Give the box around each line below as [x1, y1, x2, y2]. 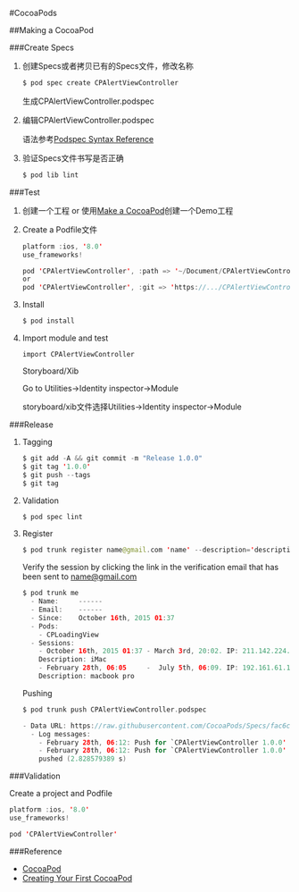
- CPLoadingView [38, 630, 99, 639]
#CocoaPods [9, 8, 58, 18]
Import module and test [21, 332, 109, 343]
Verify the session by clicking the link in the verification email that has [21, 562, 279, 573]
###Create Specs [9, 42, 74, 53]
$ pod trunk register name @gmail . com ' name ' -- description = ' [21, 545, 255, 555]
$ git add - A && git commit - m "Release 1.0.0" [21, 454, 203, 463]
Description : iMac [38, 655, 107, 664]
